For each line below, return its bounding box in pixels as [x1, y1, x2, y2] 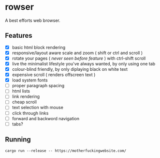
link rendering [12, 94, 40, 99]
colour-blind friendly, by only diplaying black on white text [12, 66, 128, 72]
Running [5, 135, 31, 144]
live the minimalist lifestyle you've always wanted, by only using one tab [12, 61, 156, 66]
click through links [12, 110, 49, 116]
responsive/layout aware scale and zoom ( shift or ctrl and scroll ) [12, 50, 143, 56]
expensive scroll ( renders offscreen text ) [12, 72, 96, 78]
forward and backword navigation [12, 115, 80, 121]
